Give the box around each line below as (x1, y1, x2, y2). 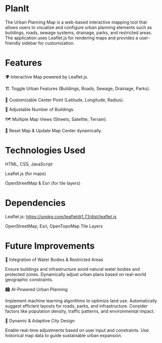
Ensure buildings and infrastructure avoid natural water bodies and (5, 266, 140, 272)
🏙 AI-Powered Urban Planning (5, 286, 68, 292)
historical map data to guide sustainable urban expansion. (5, 332, 122, 338)
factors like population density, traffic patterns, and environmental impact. (5, 308, 155, 314)
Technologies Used (5, 145, 86, 156)
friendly (5, 40, 21, 46)
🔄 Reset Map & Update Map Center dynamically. (5, 127, 103, 133)
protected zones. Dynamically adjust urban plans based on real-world (5, 271, 146, 277)
